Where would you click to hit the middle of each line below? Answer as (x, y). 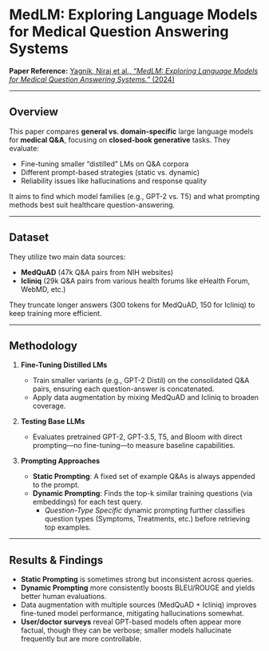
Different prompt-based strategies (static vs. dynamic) (110, 172)
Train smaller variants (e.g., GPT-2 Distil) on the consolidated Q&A (141, 381)
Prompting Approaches (60, 461)
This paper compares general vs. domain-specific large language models (131, 131)
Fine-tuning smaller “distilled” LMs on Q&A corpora (105, 164)
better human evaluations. (63, 597)
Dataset (29, 238)
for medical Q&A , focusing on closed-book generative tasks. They (120, 140)
